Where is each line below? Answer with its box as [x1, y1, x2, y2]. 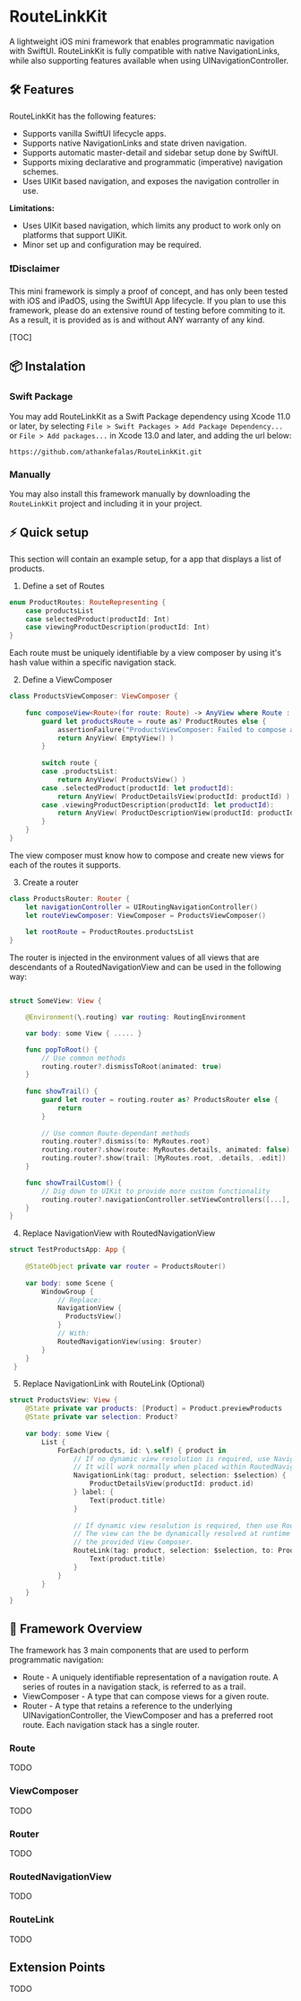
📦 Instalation [9, 359, 87, 375]
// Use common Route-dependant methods [41, 1129, 191, 1138]
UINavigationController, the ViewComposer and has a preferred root [21, 1710, 273, 1721]
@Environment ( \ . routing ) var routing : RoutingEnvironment [25, 1013, 246, 1022]
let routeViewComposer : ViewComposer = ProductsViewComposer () [25, 911, 267, 920]
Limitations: [9, 202, 56, 213]
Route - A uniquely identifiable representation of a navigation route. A [21, 1672, 279, 1683]
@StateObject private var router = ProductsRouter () [25, 1262, 227, 1272]
